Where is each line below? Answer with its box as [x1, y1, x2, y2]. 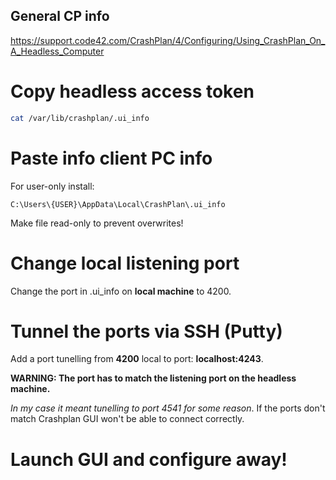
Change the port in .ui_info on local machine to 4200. [10, 285, 232, 297]
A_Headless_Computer [10, 45, 105, 57]
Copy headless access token [10, 80, 255, 103]
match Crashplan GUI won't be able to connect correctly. [10, 413, 245, 425]
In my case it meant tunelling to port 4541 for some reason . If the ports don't [10, 402, 326, 414]
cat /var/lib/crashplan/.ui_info [10, 113, 150, 123]
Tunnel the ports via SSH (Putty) [10, 320, 283, 343]
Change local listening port [10, 252, 240, 274]
